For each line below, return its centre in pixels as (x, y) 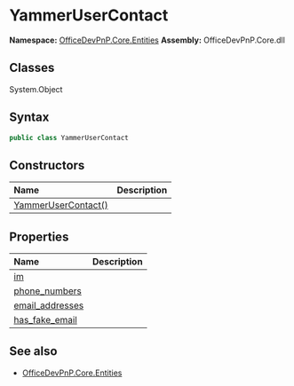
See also (33, 351)
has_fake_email (45, 320)
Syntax (29, 118)
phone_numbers (48, 291)
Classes (32, 68)
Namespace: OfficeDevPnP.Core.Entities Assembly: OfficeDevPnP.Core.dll (147, 40)
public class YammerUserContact (69, 138)
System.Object (36, 89)
